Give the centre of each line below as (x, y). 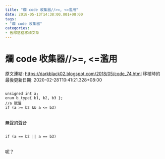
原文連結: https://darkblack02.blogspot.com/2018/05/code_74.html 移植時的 (83, 74)
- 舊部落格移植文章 (22, 33)
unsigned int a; (22, 93)
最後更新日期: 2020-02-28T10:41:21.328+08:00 (54, 79)
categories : (17, 28)
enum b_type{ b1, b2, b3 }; (34, 98)
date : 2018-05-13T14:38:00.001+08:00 (44, 14)
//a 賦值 (13, 103)
